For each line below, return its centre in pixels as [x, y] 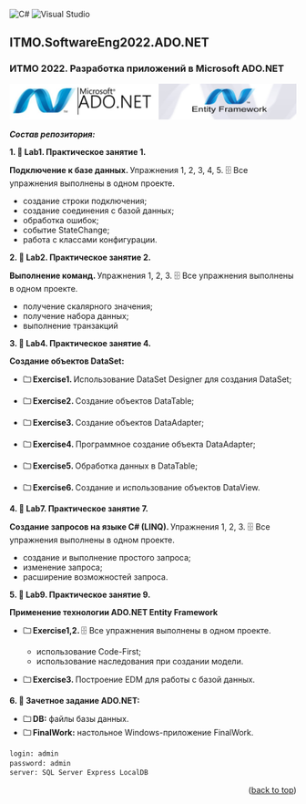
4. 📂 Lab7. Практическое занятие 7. [79, 508]
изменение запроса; [62, 567]
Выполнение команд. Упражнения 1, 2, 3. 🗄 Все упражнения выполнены [152, 275]
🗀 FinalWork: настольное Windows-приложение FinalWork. [138, 732]
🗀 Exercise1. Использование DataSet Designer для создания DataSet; [157, 379]
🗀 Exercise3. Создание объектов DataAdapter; [113, 422]
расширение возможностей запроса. [95, 577]
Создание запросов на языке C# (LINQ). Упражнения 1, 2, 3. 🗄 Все [140, 526]
